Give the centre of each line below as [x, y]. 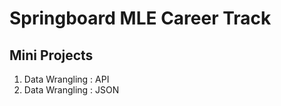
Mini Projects [51, 55]
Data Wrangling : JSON [71, 90]
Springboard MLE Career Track [140, 18]
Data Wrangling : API [66, 79]
